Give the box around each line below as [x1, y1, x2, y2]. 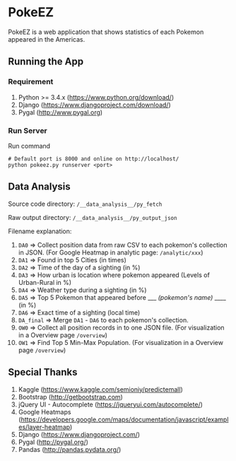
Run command [8, 141, 51, 150]
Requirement [8, 77, 54, 87]
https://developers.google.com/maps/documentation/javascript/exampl [20, 415, 229, 424]
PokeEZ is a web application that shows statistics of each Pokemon [8, 28, 204, 36]
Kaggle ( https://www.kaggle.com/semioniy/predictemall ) [18, 385, 183, 393]
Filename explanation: [8, 227, 72, 235]
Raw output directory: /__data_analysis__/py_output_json [8, 213, 177, 221]
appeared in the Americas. [8, 35, 85, 43]
